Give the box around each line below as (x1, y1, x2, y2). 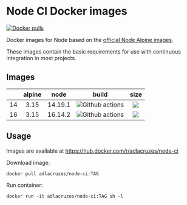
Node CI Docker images (6, 4, 127, 18)
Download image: (6, 159, 50, 166)
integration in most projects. (6, 54, 77, 61)
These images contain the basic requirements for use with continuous (6, 47, 181, 55)
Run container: (6, 181, 43, 189)
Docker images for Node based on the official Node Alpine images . (6, 36, 174, 43)
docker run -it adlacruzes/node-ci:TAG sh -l (6, 193, 123, 199)
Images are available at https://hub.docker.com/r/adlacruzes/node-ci (6, 147, 179, 155)
